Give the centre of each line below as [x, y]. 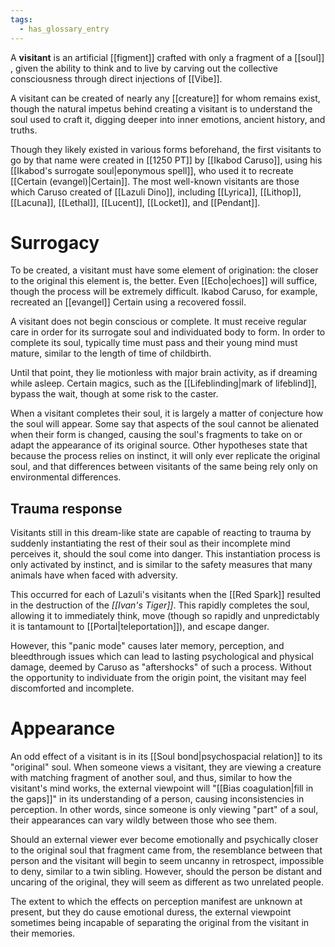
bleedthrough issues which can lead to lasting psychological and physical [162, 657]
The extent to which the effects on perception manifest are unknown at [156, 902]
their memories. [43, 933]
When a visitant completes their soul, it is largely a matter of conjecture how [167, 413]
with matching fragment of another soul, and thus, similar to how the [151, 778]
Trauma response [66, 508]
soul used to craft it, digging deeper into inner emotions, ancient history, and [168, 119]
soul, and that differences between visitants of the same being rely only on [164, 467]
